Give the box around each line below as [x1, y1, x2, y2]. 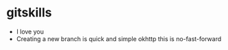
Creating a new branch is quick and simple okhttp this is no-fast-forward [16, 34, 222, 42]
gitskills [6, 5, 52, 21]
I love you [16, 27, 44, 36]
